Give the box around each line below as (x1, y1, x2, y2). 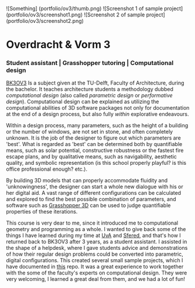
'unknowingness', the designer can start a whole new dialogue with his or (6, 183, 183, 190)
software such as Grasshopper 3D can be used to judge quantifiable (6, 202, 171, 209)
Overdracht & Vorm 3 (6, 38, 111, 52)
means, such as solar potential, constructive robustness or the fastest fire (6, 147, 184, 154)
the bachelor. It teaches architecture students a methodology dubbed (6, 86, 174, 93)
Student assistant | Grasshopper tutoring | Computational (6, 59, 174, 67)
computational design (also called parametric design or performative (6, 92, 173, 99)
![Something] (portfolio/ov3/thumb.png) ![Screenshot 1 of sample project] (6, 5, 183, 12)
